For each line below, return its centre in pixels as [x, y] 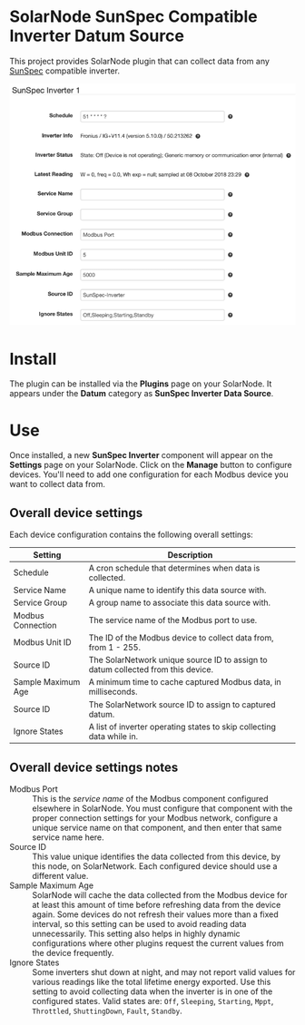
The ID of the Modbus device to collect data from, [181, 638]
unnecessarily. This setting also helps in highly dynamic [136, 934]
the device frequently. [73, 953]
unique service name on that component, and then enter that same [157, 828]
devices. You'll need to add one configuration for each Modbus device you [149, 474]
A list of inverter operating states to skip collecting [182, 727]
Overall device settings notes [94, 767]
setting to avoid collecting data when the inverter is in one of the [152, 991]
